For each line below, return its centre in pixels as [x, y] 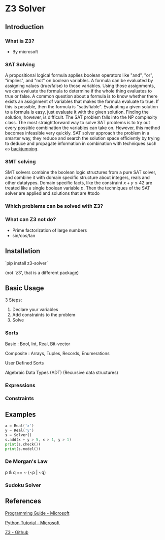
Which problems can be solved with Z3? [54, 206]
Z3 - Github [17, 532]
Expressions [20, 385]
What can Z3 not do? [31, 220]
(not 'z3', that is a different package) [42, 272]
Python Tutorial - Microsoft [33, 523]
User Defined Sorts [25, 363]
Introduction [25, 27]
